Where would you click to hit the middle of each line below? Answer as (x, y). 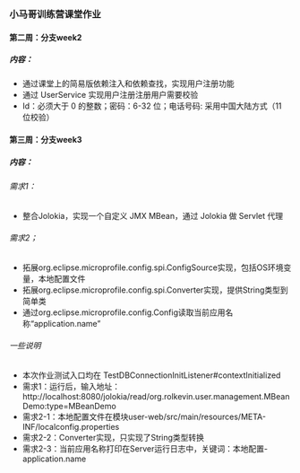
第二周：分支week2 (46, 37)
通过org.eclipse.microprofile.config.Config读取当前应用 (124, 312)
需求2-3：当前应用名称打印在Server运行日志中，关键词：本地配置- (145, 449)
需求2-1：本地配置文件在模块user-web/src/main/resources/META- (144, 417)
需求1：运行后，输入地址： (71, 387)
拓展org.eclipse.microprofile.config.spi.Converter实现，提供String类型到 (155, 290)
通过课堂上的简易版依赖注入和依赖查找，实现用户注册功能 (128, 83)
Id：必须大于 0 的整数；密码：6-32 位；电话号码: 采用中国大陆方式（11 (152, 106)
